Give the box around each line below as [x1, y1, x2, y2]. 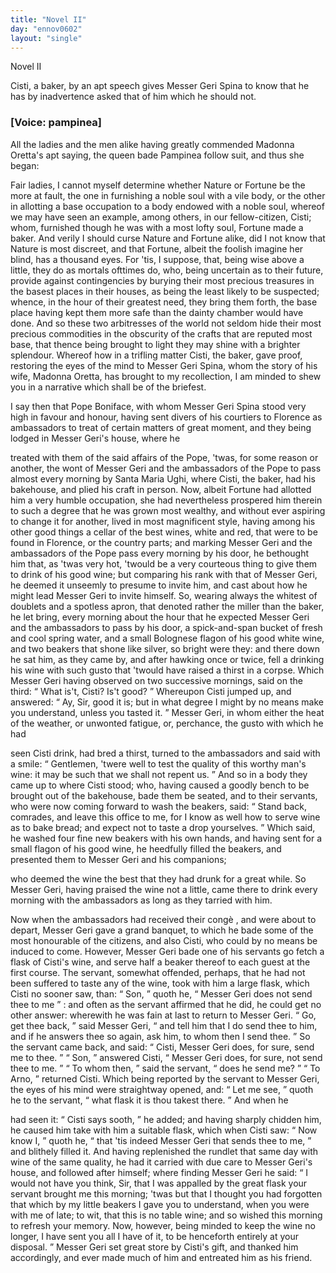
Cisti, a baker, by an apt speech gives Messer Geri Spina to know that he [10, 80, 310, 92]
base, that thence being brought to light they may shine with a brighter [10, 338, 301, 350]
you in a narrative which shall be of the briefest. [10, 381, 207, 393]
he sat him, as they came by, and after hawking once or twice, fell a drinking [10, 653, 325, 665]
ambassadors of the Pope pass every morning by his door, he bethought [10, 547, 310, 559]
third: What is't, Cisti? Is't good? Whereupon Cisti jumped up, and [10, 685, 292, 697]
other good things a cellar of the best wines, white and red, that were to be [10, 526, 318, 538]
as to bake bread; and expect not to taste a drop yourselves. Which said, [10, 821, 316, 833]
